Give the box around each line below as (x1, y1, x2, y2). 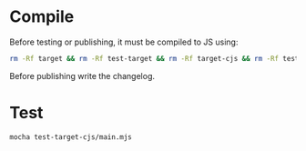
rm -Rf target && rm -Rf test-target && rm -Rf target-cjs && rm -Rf (9, 54, 280, 63)
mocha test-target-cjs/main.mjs (9, 132, 132, 142)
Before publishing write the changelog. (9, 70, 156, 81)
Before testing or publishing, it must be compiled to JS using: (9, 36, 239, 47)
